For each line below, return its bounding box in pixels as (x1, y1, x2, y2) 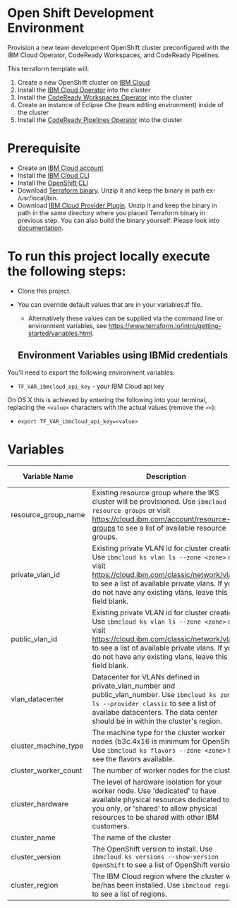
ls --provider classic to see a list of (92, 698, 217, 708)
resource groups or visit (92, 505, 171, 515)
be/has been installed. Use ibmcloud (92, 880, 212, 890)
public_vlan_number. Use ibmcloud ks (92, 689, 217, 699)
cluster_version (11, 852, 61, 861)
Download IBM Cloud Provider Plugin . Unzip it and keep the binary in (17, 201, 217, 210)
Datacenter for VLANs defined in (92, 672, 200, 682)
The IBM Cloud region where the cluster (92, 871, 224, 881)
